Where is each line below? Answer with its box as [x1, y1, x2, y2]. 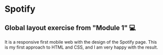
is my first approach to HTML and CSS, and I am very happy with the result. [4, 44, 159, 50]
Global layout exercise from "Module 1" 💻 [4, 24, 136, 32]
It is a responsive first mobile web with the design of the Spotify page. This [4, 39, 157, 45]
